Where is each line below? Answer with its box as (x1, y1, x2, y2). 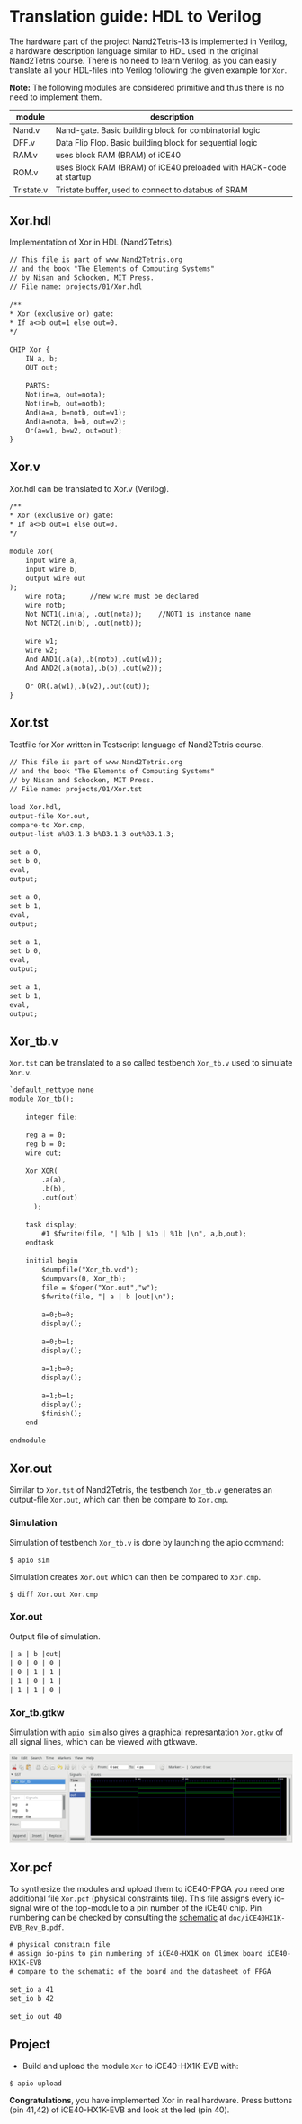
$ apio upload (9, 2079, 63, 2088)
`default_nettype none (9, 1085, 94, 1094)
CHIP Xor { (9, 345, 50, 354)
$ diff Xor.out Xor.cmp (9, 1590, 99, 1599)
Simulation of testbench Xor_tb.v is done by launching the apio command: (9, 1537, 285, 1548)
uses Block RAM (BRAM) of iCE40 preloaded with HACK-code (55, 162, 287, 173)
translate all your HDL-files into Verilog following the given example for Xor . (9, 65, 288, 76)
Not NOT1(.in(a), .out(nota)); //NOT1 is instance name (25, 610, 252, 619)
